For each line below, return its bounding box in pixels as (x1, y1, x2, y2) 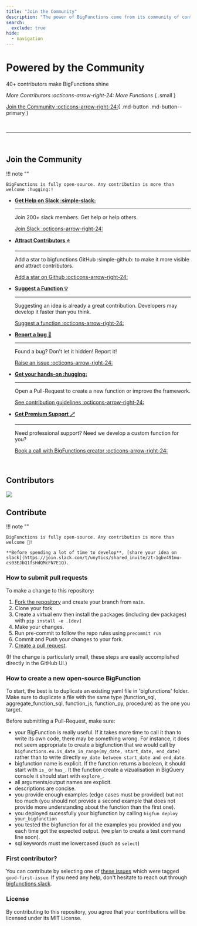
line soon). (14, 833, 40, 840)
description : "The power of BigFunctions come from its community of (6, 14, 180, 20)
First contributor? (6, 854, 57, 862)
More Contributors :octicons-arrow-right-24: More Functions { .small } (6, 91, 176, 98)
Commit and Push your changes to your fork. (14, 635, 123, 642)
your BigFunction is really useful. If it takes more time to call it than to (14, 728, 182, 736)
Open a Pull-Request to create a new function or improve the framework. (14, 387, 191, 394)
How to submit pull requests (6, 574, 88, 582)
